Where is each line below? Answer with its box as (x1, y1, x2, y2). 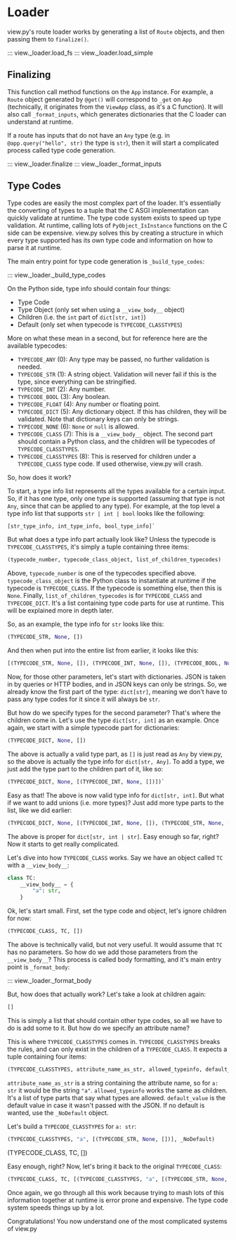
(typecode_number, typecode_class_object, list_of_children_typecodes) (7, 556, 221, 563)
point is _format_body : (7, 963, 70, 972)
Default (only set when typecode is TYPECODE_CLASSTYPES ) (17, 320, 183, 329)
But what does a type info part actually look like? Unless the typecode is (7, 535, 216, 544)
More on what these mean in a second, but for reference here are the (7, 334, 208, 342)
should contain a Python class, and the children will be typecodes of (17, 437, 216, 445)
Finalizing (7, 69, 51, 81)
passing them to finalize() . (7, 34, 89, 43)
